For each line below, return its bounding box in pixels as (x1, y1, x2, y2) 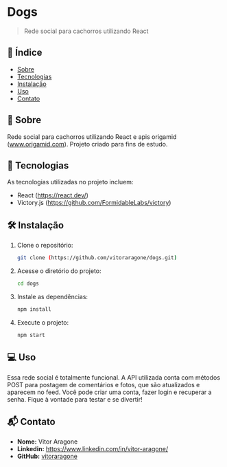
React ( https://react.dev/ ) (16, 191, 89, 199)
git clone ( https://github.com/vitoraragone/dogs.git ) (16, 254, 178, 261)
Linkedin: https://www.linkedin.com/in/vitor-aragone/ (16, 445, 169, 453)
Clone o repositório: (16, 241, 73, 250)
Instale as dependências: (16, 292, 88, 301)
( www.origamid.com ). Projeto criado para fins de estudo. (7, 140, 168, 148)
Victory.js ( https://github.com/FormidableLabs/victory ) (16, 199, 171, 207)
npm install (16, 305, 51, 313)
